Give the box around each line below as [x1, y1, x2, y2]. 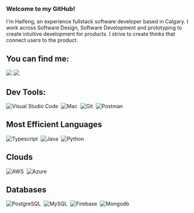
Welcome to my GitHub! [6, 5, 75, 13]
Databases [6, 184, 47, 195]
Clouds [6, 152, 34, 163]
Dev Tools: [6, 87, 46, 97]
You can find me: [6, 53, 69, 63]
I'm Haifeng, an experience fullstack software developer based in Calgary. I [6, 18, 189, 25]
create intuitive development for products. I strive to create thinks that [6, 31, 175, 38]
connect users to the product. [6, 37, 78, 44]
